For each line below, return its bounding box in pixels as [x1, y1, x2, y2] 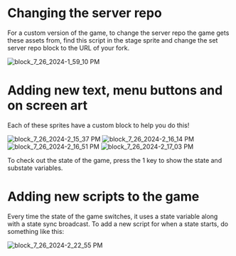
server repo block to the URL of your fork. [7, 43, 130, 52]
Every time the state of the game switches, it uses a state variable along [7, 212, 218, 220]
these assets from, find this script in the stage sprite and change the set [7, 36, 218, 44]
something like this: [7, 227, 65, 235]
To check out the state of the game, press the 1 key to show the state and [7, 156, 222, 164]
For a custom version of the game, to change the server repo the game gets [7, 28, 230, 37]
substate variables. [7, 164, 63, 172]
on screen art [7, 97, 87, 114]
